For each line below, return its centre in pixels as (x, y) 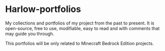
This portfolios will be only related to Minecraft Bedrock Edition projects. (79, 43)
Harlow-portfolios (43, 9)
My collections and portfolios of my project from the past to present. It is (80, 23)
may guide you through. (30, 33)
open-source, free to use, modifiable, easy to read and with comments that (82, 28)
